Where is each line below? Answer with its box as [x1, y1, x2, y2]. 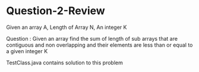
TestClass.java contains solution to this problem [6, 59, 123, 66]
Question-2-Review [6, 4, 105, 18]
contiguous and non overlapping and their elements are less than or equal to [6, 41, 193, 48]
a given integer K [6, 47, 48, 54]
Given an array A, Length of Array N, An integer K [6, 24, 127, 31]
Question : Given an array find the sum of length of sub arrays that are [6, 35, 178, 42]
